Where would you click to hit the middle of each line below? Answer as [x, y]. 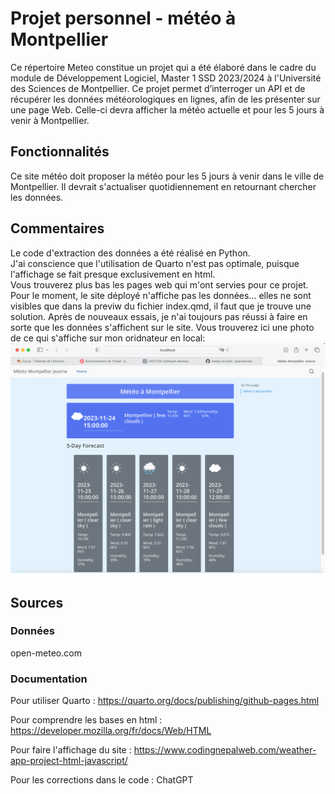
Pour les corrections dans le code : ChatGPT [102, 780]
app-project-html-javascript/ [69, 761]
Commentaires [57, 228]
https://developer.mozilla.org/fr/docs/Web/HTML [111, 731]
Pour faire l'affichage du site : [71, 750]
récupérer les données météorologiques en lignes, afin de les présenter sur [165, 99]
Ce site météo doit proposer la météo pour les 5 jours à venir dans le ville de [167, 176]
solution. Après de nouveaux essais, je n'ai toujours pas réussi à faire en [159, 316]
